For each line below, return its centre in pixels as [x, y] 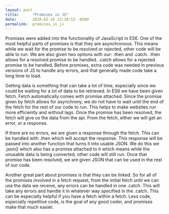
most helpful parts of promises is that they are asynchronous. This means [82, 44]
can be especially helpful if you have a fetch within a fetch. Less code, [78, 196]
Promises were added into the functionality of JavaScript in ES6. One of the [84, 38]
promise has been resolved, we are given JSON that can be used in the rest [84, 160]
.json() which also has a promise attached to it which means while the [77, 149]
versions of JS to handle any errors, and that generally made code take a [81, 71]
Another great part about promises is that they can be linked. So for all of [81, 175]
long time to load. [23, 76]
